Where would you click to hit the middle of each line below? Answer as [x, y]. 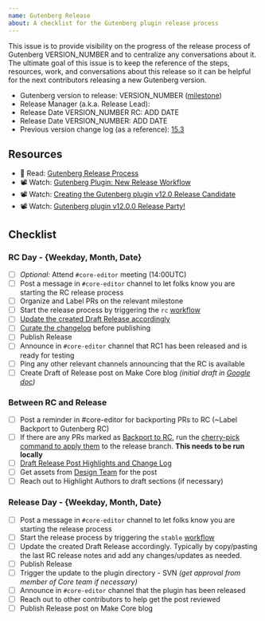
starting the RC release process [72, 293]
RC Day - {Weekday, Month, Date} [75, 257]
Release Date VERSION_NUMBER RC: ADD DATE [99, 112]
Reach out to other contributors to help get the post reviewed [120, 599]
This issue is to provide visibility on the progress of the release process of [129, 45]
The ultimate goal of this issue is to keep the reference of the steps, [119, 63]
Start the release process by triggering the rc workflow [110, 310]
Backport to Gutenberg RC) [64, 429]
